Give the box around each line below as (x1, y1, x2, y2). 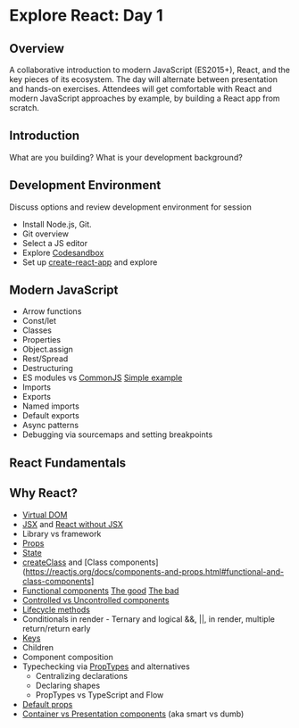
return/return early (21, 623, 91, 633)
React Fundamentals (9, 455, 127, 470)
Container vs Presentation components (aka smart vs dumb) (21, 708, 245, 719)
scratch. (9, 103, 40, 112)
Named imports (21, 401, 80, 411)
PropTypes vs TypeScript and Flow (35, 689, 164, 700)
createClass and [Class (21, 557, 108, 567)
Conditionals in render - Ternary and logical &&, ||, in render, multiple (21, 613, 275, 625)
